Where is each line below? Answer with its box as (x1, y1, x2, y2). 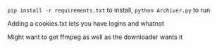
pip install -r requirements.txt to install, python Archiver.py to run (7, 6, 211, 14)
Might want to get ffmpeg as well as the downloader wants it (7, 33, 183, 41)
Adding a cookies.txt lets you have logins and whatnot (7, 19, 164, 27)
